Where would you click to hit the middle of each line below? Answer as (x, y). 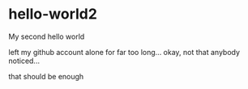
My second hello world (47, 36)
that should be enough (46, 76)
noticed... (24, 61)
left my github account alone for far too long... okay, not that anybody (124, 52)
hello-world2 (53, 14)
